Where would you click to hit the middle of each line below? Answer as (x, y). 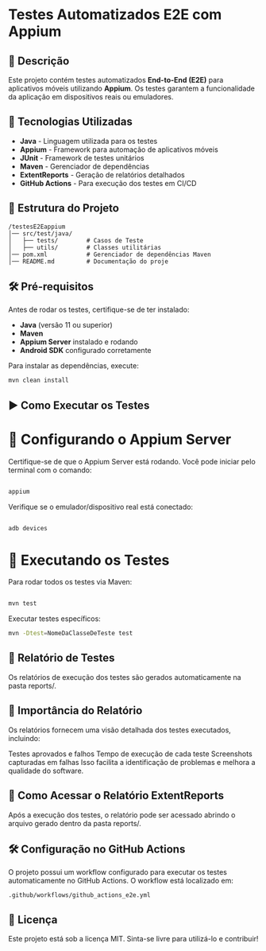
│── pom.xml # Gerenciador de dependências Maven (110, 254)
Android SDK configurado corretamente (85, 351)
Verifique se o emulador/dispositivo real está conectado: (100, 507)
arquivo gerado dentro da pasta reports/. (75, 823)
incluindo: (24, 738)
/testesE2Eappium (37, 227)
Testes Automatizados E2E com (115, 15)
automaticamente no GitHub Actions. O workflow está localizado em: (121, 881)
